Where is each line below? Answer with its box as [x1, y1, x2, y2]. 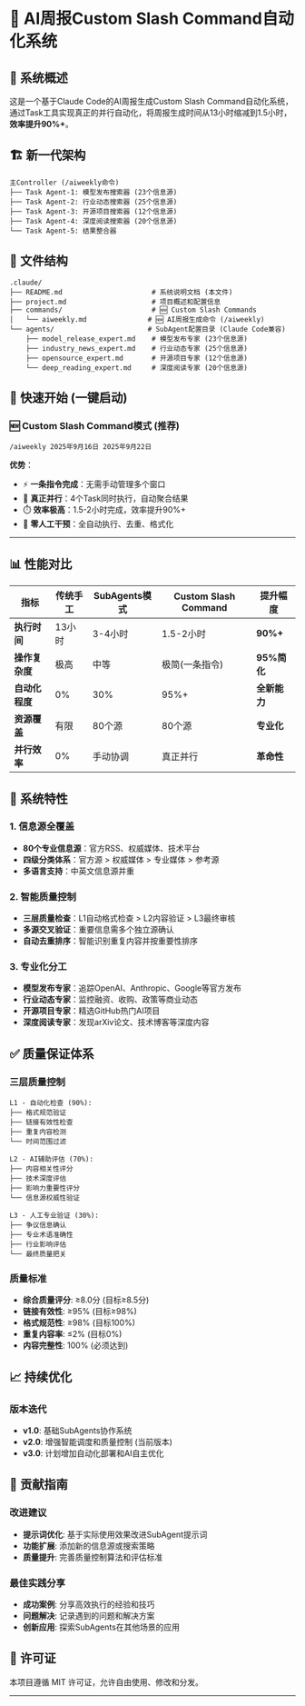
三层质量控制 [9, 1075, 66, 1088]
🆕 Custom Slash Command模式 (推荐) [9, 419, 180, 432]
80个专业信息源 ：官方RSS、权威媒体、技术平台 [22, 843, 201, 853]
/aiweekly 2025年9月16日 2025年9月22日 [9, 443, 152, 452]
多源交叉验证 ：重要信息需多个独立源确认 [22, 924, 174, 935]
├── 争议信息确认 [9, 1221, 66, 1230]
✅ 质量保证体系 [9, 1046, 94, 1062]
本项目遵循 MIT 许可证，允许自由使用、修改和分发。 [9, 1676, 204, 1687]
